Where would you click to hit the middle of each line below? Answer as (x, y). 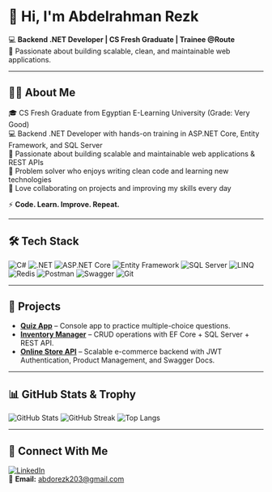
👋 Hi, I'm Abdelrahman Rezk (104, 17)
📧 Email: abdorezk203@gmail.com (66, 479)
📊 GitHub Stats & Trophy (72, 394)
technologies (30, 179)
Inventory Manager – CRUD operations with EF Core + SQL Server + (134, 334)
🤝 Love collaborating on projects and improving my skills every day (120, 188)
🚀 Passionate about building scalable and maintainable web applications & (132, 154)
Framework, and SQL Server (55, 145)
